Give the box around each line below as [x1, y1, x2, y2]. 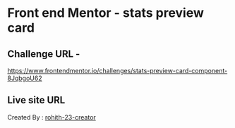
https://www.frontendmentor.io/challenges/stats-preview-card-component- [7, 67, 228, 75]
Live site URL [7, 94, 66, 106]
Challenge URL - [7, 48, 80, 60]
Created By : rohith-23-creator [7, 113, 97, 121]
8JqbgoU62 [7, 74, 42, 82]
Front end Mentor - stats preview [7, 5, 205, 21]
